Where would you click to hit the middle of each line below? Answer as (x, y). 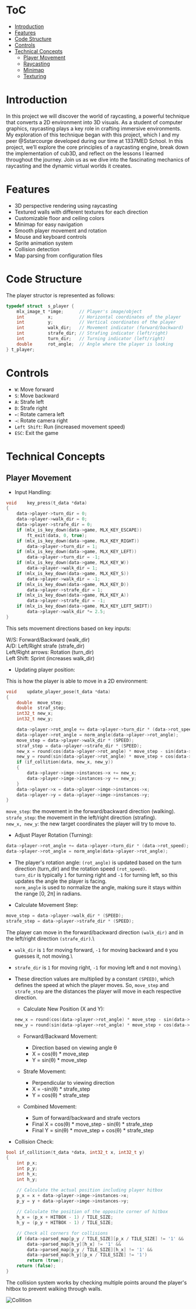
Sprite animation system (43, 243)
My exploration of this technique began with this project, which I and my (93, 135)
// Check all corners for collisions (62, 1233)
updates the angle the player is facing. (60, 881)
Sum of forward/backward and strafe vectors (86, 1118)
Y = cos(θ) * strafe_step (61, 1095)
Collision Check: (34, 1142)
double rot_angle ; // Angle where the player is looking (95, 344)
